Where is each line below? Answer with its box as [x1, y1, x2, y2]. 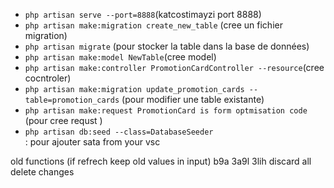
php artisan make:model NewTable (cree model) [24, 51, 217, 63]
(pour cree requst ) [24, 115, 103, 126]
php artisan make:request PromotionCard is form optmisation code [24, 106, 308, 116]
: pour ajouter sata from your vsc [24, 136, 161, 148]
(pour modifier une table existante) [121, 94, 265, 105]
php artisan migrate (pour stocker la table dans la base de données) [24, 40, 310, 52]
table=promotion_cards [24, 95, 120, 105]
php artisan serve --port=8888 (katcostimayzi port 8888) [24, 9, 262, 20]
